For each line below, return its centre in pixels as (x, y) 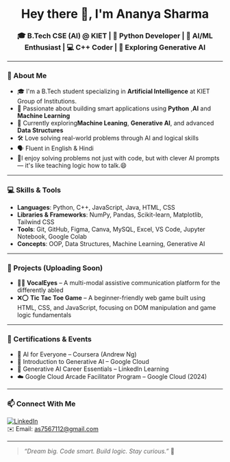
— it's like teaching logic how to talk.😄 (72, 165)
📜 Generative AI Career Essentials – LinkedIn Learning (93, 369)
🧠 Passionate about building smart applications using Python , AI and (114, 108)
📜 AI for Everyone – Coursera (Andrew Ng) (77, 354)
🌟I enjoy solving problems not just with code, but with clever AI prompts (118, 158)
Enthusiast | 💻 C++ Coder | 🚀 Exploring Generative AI (115, 47)
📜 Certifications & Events (50, 339)
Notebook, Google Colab (52, 236)
